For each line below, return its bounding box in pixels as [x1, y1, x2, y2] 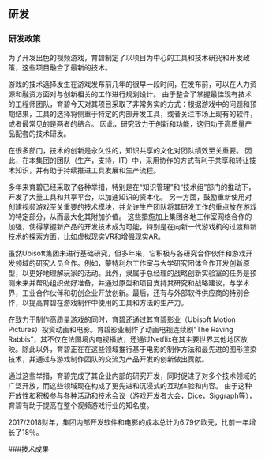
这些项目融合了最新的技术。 [21, 62, 112, 72]
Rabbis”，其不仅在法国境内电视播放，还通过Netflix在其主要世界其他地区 [8, 334, 241, 344]
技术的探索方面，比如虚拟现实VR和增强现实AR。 [8, 232, 166, 241]
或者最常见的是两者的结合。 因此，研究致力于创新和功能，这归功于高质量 [8, 119, 245, 128]
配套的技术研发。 [14, 129, 71, 138]
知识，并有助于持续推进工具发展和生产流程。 [14, 165, 160, 175]
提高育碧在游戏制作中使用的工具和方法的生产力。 [28, 297, 188, 307]
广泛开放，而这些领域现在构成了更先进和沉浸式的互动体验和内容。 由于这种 [8, 380, 252, 390]
